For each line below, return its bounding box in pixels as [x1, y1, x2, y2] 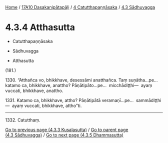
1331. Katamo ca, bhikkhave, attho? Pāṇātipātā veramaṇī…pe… [5, 97, 134, 103]
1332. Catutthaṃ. [5, 117, 41, 123]
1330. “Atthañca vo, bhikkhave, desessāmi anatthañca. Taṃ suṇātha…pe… [5, 77, 158, 83]
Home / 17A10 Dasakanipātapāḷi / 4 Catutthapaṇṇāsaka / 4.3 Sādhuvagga [5, 4, 155, 10]
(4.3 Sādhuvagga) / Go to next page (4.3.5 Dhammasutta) [5, 132, 124, 138]
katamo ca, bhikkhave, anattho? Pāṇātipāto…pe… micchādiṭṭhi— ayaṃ [5, 82, 152, 88]
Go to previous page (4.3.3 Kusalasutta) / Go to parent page [5, 126, 128, 132]
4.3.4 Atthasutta [5, 22, 75, 33]
